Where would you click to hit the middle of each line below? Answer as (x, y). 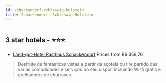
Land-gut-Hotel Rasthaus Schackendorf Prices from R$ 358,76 (78, 55)
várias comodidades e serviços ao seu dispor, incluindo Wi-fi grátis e (89, 70)
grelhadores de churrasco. (45, 75)
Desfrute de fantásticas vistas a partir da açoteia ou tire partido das (88, 64)
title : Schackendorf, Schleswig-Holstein (49, 15)
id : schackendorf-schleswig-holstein (45, 10)
